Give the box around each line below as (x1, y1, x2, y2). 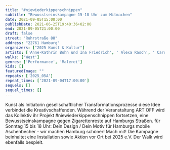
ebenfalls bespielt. (5, 139, 44, 145)
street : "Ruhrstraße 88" (5, 36, 58, 41)
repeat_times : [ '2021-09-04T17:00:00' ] (5, 78, 90, 83)
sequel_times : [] (5, 87, 42, 93)
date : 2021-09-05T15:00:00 (5, 17, 62, 22)
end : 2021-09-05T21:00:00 (5, 26, 60, 31)
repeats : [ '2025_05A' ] (5, 73, 53, 79)
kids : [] (5, 64, 24, 69)
